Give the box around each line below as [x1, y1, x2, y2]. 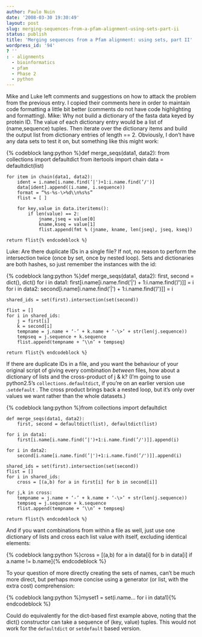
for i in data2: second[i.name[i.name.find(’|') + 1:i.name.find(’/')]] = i [6, 285, 174, 293]
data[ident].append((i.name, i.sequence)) [17, 185, 125, 191]
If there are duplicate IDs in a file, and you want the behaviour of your [6, 360, 179, 368]
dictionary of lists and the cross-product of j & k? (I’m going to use [6, 373, 171, 380]
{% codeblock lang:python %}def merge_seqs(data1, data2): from [6, 149, 170, 157]
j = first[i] [17, 318, 50, 324]
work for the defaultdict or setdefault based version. [6, 625, 142, 632]
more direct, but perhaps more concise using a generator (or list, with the [6, 576, 189, 583]
